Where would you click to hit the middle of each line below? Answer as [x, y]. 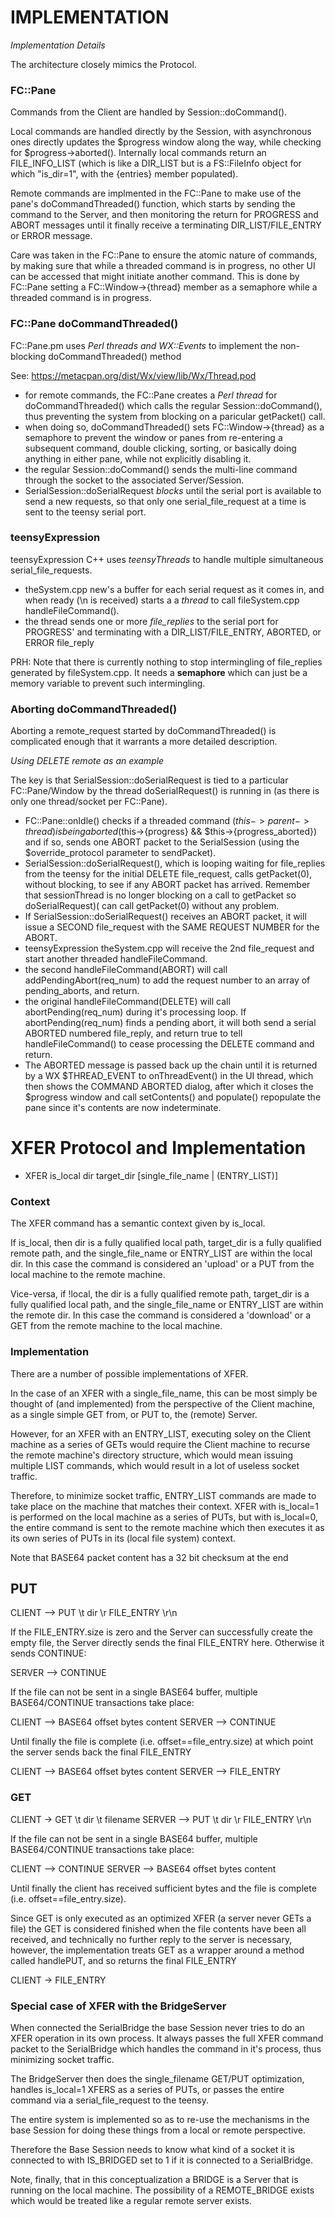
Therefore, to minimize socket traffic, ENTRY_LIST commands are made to [163, 1495]
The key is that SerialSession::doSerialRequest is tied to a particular [149, 780]
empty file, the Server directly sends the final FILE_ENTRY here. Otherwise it [167, 1643]
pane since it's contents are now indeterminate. [123, 1108]
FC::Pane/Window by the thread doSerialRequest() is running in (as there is [165, 791]
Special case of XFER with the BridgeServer [118, 2006]
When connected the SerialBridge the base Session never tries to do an [157, 2028]
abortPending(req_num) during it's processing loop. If [135, 1012]
